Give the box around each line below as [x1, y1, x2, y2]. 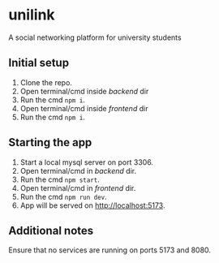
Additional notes [8, 223, 94, 237]
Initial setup [8, 56, 70, 70]
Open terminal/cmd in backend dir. [19, 166, 136, 175]
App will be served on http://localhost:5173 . [19, 200, 165, 210]
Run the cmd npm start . [19, 175, 100, 184]
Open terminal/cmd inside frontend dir [19, 103, 148, 113]
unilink [8, 6, 55, 24]
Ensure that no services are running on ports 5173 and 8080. [8, 245, 211, 255]
